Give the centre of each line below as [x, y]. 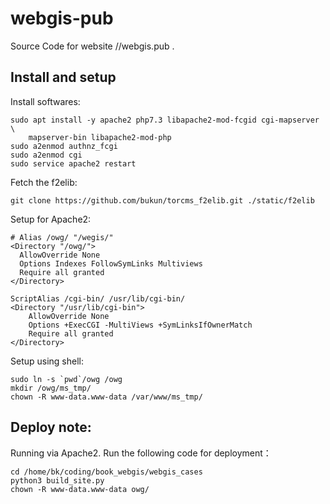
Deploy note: [51, 427]
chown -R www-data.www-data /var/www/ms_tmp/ [106, 397]
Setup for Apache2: [51, 219]
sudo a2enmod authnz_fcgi [64, 146]
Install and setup [63, 77]
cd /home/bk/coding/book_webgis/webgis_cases [106, 472]
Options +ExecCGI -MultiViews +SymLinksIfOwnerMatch [140, 325]
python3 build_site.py [57, 480]
